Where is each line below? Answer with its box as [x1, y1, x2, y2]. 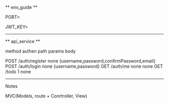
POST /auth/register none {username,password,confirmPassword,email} [5, 58, 156, 64]
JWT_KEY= [5, 24, 29, 30]
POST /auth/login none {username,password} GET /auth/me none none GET [5, 63, 163, 69]
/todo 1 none [5, 69, 31, 75]
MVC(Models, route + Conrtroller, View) [5, 93, 88, 99]
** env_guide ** [5, 5, 38, 10]
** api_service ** [5, 38, 40, 44]
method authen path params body [5, 48, 76, 54]
